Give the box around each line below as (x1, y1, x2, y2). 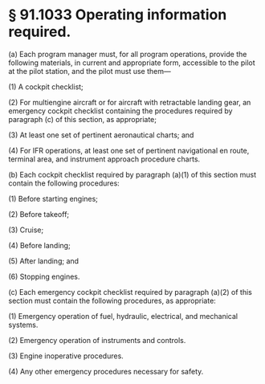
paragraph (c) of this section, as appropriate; (8, 114, 157, 124)
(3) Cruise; (8, 225, 44, 235)
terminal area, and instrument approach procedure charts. (8, 154, 201, 164)
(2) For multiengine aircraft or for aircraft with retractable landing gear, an (8, 97, 251, 107)
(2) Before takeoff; (8, 209, 70, 219)
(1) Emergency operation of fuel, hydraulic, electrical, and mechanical (8, 311, 238, 321)
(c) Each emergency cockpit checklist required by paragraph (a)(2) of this (8, 287, 253, 296)
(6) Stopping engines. (8, 272, 80, 281)
